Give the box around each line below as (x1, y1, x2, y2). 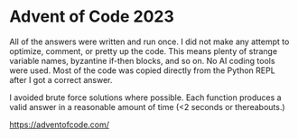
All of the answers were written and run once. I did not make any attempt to (9, 36, 290, 47)
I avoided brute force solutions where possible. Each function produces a (9, 92, 282, 103)
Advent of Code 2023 (9, 6, 174, 27)
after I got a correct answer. (9, 74, 113, 85)
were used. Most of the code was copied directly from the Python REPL (9, 65, 275, 76)
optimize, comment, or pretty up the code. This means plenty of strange (9, 45, 278, 56)
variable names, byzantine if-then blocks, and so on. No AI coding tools (9, 55, 275, 66)
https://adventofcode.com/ (9, 119, 110, 130)
